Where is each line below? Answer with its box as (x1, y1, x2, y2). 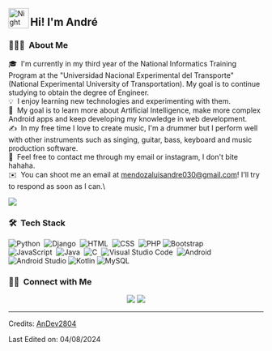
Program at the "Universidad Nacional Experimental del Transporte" (8, 70, 235, 80)
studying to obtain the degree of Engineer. (8, 88, 150, 97)
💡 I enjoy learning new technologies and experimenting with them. (8, 96, 232, 105)
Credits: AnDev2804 (8, 319, 77, 328)
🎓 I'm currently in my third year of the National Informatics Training (8, 58, 237, 68)
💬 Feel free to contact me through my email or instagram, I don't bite (8, 152, 239, 161)
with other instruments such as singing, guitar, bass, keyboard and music (8, 135, 253, 144)
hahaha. (8, 161, 36, 170)
